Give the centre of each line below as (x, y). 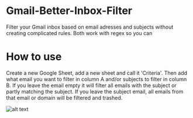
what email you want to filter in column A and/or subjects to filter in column (96, 79)
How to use (34, 57)
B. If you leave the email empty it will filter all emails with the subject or (91, 85)
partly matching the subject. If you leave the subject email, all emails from (95, 91)
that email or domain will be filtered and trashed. (64, 98)
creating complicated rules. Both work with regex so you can (79, 33)
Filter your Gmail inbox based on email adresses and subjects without (90, 27)
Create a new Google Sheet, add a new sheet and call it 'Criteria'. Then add (97, 73)
